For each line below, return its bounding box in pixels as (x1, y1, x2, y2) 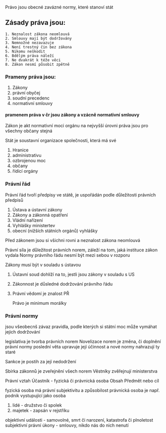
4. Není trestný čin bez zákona (5, 45, 72, 49)
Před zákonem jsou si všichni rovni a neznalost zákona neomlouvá (5, 237, 140, 243)
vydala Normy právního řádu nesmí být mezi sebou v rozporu (5, 252, 130, 258)
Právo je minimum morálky (12, 300, 67, 306)
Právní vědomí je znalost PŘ (12, 290, 69, 296)
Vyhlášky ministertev (12, 222, 55, 228)
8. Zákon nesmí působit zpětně (5, 62, 70, 67)
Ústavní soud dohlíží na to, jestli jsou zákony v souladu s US (12, 271, 135, 277)
